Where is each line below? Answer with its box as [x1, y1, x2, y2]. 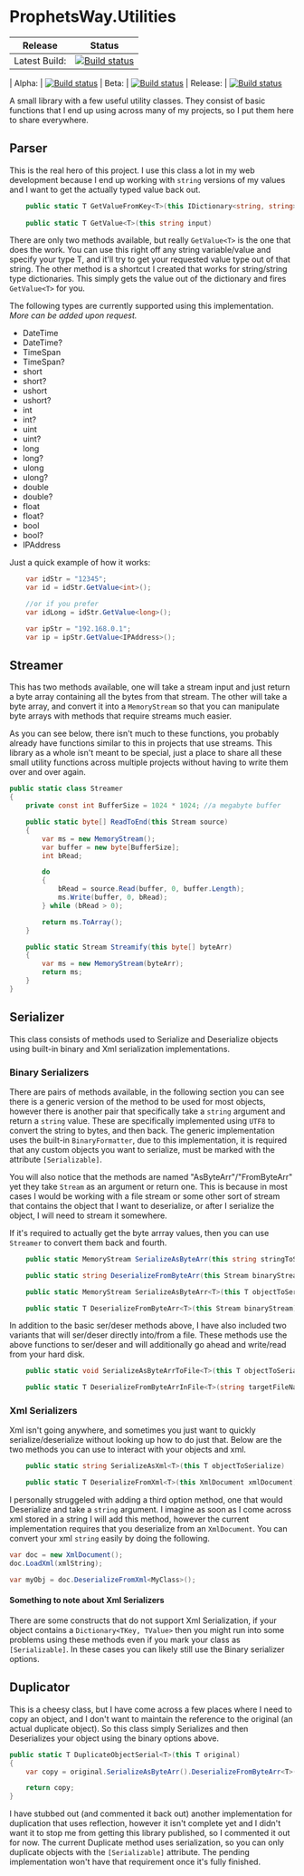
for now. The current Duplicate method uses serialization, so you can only [9, 1837, 285, 1848]
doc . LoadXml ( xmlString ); [9, 1559, 103, 1569]
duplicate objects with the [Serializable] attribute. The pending [9, 1847, 251, 1858]
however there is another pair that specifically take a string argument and [9, 1106, 286, 1117]
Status [90, 39, 119, 52]
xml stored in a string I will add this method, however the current [9, 1513, 250, 1524]
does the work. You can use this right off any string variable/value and [9, 245, 271, 256]
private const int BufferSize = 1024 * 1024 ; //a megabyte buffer [25, 801, 281, 810]
